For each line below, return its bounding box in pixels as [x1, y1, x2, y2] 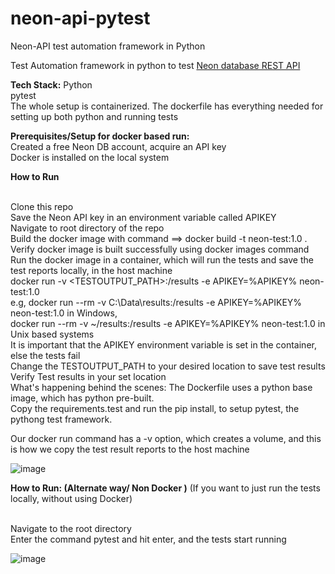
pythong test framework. [10, 413, 113, 425]
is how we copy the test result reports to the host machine [10, 443, 250, 455]
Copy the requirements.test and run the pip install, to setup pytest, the [10, 402, 300, 414]
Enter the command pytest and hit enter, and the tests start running [10, 533, 287, 545]
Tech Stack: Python [10, 78, 93, 91]
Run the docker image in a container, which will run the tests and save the [10, 253, 314, 266]
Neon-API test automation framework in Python [10, 40, 206, 52]
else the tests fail [10, 349, 81, 361]
